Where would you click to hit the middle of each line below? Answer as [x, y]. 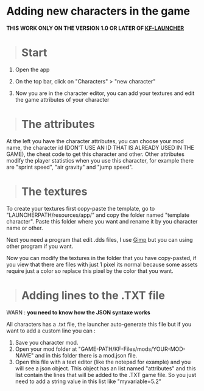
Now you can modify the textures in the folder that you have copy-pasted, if [101, 258]
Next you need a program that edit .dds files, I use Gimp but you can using [100, 239]
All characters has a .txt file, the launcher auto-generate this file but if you [99, 324]
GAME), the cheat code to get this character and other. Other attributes [95, 154]
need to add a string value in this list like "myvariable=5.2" [88, 381]
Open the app [32, 69]
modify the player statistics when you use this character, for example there [100, 160]
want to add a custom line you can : [51, 331]
